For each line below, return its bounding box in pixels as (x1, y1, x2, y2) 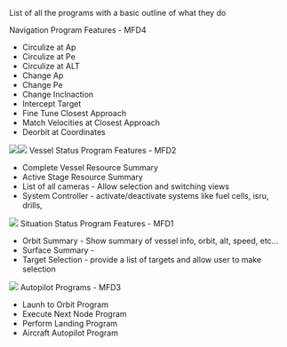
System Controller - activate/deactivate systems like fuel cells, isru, (21, 191, 269, 201)
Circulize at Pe (21, 51, 76, 61)
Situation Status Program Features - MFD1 (20, 218, 174, 229)
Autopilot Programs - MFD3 (20, 282, 122, 292)
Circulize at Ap (21, 42, 76, 52)
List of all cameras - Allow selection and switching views (21, 181, 229, 192)
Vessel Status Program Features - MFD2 (28, 146, 177, 155)
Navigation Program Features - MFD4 (9, 25, 147, 35)
